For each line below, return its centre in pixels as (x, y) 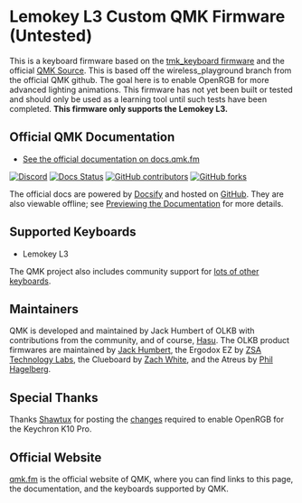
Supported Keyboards (73, 232)
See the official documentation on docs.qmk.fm (111, 159)
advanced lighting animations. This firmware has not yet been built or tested (151, 89)
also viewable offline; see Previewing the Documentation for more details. (146, 203)
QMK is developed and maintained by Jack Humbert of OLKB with (132, 331)
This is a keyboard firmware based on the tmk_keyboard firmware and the (147, 61)
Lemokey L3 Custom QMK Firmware (147, 17)
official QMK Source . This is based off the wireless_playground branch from (151, 70)
